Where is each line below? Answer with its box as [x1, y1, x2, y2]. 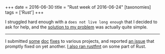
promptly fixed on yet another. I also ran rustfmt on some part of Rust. [5, 44, 146, 49]
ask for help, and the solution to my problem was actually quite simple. [5, 24, 148, 30]
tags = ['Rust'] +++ [5, 9, 44, 15]
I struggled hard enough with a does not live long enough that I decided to [5, 19, 158, 25]
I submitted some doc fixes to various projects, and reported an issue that [5, 38, 155, 44]
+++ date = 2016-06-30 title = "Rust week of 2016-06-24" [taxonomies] [5, 4, 151, 10]
